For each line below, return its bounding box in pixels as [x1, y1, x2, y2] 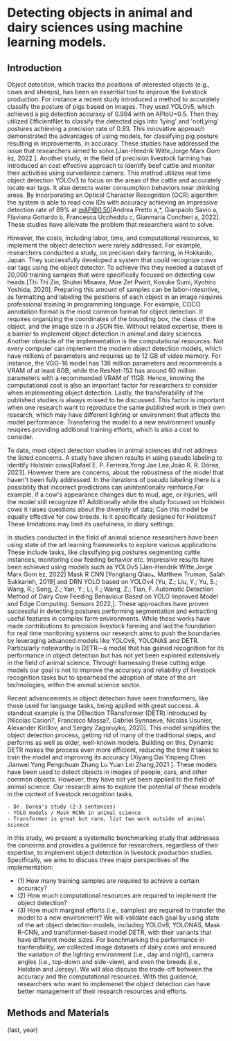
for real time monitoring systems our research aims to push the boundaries [7, 629, 221, 637]
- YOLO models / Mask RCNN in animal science [7, 809, 141, 816]
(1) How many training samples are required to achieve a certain [17, 877, 199, 885]
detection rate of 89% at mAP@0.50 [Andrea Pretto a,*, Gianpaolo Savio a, [7, 206, 218, 214]
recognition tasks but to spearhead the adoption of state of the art [7, 673, 196, 681]
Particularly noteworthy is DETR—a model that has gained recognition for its [7, 644, 224, 652]
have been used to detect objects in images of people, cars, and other [7, 768, 208, 776]
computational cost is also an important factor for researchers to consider [7, 381, 218, 389]
